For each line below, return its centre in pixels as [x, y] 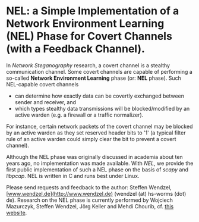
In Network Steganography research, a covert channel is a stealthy [88, 65]
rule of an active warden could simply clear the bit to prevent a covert [91, 139]
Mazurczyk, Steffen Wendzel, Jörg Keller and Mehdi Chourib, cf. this [90, 206]
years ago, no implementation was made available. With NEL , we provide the [100, 163]
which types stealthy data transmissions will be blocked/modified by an [102, 108]
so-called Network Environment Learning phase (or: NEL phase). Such [94, 78]
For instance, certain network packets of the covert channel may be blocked [99, 126]
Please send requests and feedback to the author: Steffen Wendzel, [89, 187]
